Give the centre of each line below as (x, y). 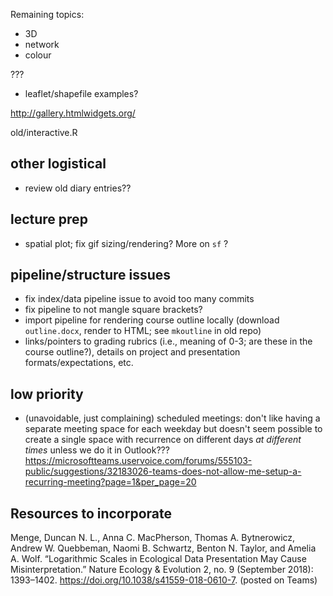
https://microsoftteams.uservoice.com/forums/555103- (138, 461)
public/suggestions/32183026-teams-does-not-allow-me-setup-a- (163, 471)
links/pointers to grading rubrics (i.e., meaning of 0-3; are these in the (168, 341)
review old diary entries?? (78, 188)
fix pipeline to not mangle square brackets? (113, 310)
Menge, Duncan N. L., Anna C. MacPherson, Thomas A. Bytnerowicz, (153, 538)
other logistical (58, 164)
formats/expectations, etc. (79, 363)
